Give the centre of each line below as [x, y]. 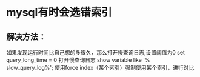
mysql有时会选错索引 [59, 12]
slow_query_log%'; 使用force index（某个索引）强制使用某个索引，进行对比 [100, 68]
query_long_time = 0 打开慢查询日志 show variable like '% [78, 60]
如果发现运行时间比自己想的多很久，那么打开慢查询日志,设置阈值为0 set [95, 52]
